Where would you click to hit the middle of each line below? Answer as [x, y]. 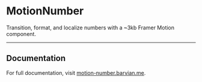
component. [21, 34]
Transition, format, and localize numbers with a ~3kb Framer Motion [90, 28]
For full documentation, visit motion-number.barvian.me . [76, 72]
